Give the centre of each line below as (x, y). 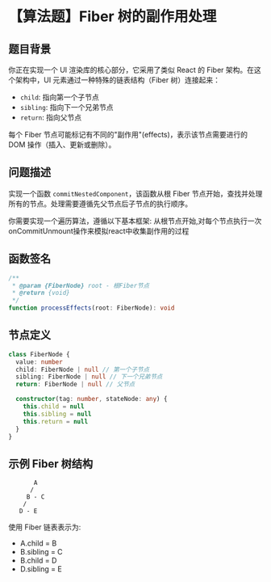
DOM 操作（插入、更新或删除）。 (62, 145)
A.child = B (38, 543)
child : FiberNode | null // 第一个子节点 (83, 369)
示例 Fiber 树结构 (51, 464)
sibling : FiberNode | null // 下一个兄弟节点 (89, 377)
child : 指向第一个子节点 (59, 97)
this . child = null (54, 407)
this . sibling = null (57, 414)
